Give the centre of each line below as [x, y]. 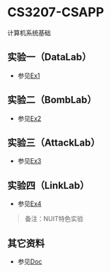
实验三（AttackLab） [54, 142]
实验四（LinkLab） [48, 185]
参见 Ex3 [29, 161]
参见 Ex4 [29, 204]
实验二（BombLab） [52, 100]
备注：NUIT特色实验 [54, 219]
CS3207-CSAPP [56, 12]
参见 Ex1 [29, 76]
